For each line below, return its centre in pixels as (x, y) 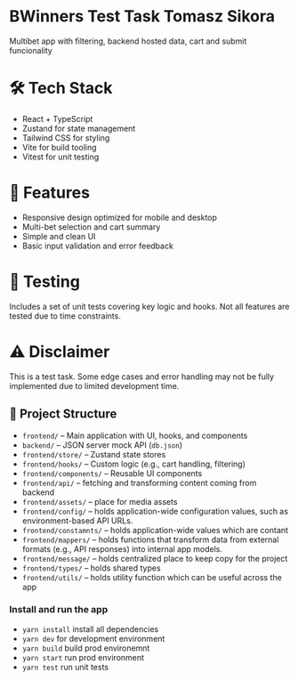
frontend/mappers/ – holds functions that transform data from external (150, 539)
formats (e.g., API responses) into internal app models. (122, 548)
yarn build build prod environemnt (86, 648)
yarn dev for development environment (93, 638)
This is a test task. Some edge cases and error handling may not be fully (141, 377)
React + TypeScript (57, 118)
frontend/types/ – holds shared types (92, 568)
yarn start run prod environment (83, 657)
